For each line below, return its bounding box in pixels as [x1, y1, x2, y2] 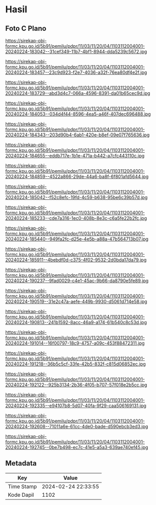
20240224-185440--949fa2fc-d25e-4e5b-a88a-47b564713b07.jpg [5, 236, 149, 242]
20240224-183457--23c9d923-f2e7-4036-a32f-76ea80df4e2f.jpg [5, 69, 147, 75]
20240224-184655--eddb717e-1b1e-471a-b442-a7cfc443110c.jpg [5, 153, 145, 158]
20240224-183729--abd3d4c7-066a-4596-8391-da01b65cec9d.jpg [5, 90, 150, 96]
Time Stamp [8, 483, 37, 490]
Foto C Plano [5, 24, 47, 33]
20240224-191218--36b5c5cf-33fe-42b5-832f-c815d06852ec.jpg [5, 361, 146, 367]
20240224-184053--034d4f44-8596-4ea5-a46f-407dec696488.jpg [5, 111, 151, 117]
